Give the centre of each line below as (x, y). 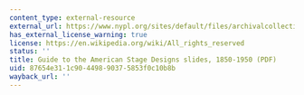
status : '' (30, 52)
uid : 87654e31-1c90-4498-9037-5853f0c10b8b (93, 69)
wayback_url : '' (40, 77)
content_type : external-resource (72, 18)
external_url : (36, 26)
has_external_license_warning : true (78, 34)
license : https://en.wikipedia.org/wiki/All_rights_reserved (127, 43)
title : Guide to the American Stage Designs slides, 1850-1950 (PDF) (143, 60)
